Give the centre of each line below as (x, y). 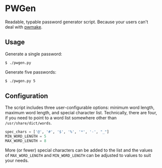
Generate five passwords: (31, 72)
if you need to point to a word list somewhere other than (61, 118)
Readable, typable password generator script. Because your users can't (77, 22)
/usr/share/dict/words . (29, 123)
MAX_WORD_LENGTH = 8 (26, 141)
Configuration (27, 96)
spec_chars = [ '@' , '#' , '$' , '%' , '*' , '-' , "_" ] (57, 132)
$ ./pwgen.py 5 (20, 81)
